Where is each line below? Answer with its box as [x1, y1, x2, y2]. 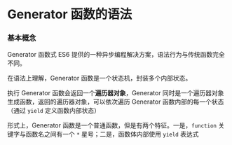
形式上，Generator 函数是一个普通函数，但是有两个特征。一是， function [7, 121, 217, 130]
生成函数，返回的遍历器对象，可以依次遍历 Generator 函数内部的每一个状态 [7, 97, 224, 106]
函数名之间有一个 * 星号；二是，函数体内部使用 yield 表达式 [25, 130, 199, 139]
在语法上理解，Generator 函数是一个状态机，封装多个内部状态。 [7, 74, 192, 83]
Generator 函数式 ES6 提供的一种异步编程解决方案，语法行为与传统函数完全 [7, 50, 226, 59]
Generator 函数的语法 [7, 6, 132, 22]
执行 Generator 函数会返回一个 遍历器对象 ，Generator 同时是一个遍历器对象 [7, 89, 224, 97]
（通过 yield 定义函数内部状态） [7, 106, 100, 115]
